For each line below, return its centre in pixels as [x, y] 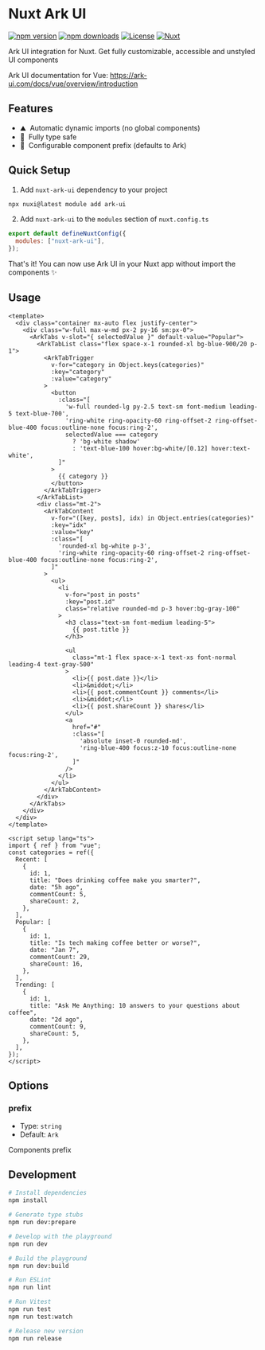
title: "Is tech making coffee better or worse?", [115, 943]
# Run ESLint [30, 1280]
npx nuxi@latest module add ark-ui [67, 204]
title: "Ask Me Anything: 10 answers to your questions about [134, 1005]
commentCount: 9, [58, 1026]
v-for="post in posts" [103, 595]
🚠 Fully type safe [48, 137]
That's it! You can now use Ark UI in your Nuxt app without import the [122, 264]
